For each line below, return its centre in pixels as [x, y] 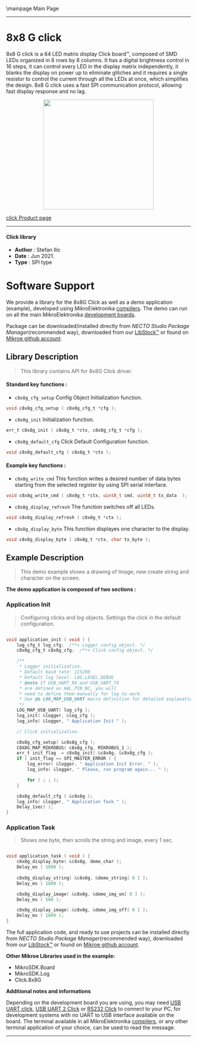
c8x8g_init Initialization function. [54, 419]
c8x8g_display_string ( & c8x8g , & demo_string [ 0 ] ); [82, 878]
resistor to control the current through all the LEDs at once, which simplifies [97, 79]
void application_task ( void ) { [48, 856]
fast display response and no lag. [46, 91]
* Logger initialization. [51, 667]
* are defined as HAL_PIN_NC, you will [68, 688]
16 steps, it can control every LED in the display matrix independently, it [92, 66]
